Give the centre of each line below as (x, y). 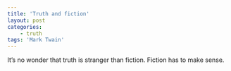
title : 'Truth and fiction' (49, 14)
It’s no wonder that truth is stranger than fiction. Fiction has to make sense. (116, 60)
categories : (25, 27)
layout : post (26, 20)
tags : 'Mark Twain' (36, 40)
